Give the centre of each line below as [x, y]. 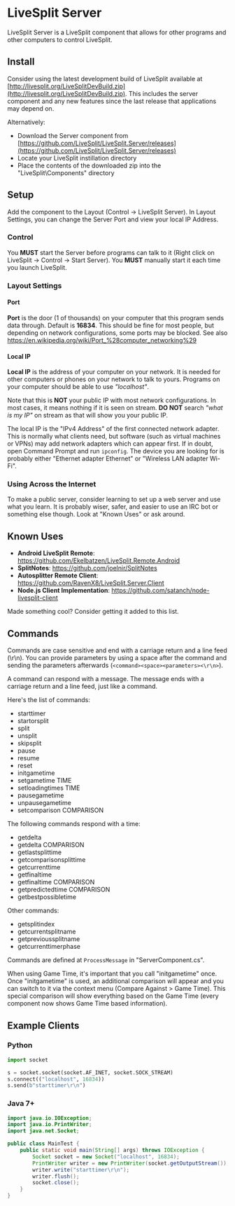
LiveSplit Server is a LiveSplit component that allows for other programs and [117, 32]
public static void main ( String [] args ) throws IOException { [112, 1151]
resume [28, 758]
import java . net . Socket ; [43, 1131]
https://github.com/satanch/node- [161, 591]
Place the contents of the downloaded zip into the [89, 165]
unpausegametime [44, 803]
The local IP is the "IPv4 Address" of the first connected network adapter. [113, 429]
